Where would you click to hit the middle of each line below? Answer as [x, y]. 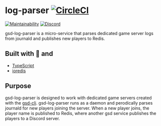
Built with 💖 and [29, 54]
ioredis [19, 71]
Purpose [18, 86]
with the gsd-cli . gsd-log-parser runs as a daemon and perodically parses [79, 103]
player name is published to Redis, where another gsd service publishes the [81, 113]
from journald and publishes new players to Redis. [55, 38]
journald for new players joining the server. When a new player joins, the [77, 108]
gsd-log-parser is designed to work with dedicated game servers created [78, 98]
